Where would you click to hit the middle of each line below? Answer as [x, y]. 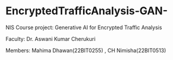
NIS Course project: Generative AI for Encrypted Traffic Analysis [84, 27]
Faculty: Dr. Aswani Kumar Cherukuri [51, 39]
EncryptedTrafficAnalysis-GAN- [87, 11]
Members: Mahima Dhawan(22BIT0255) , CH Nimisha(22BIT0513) [86, 50]
